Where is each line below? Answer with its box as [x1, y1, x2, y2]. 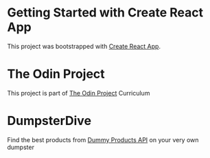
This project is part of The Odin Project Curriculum [7, 89, 150, 97]
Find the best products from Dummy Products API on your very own [7, 135, 199, 144]
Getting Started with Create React [7, 5, 204, 21]
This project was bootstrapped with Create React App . [7, 42, 161, 50]
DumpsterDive [7, 113, 91, 128]
